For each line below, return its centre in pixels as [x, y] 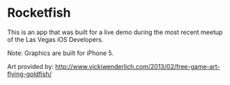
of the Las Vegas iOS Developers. [55, 39]
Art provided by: [31, 66]
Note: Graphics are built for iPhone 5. [60, 53]
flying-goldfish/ [30, 74]
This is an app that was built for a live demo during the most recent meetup [115, 32]
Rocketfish [39, 13]
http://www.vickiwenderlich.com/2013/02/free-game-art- [138, 66]
